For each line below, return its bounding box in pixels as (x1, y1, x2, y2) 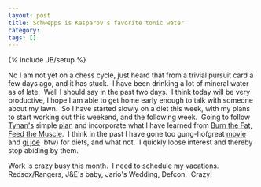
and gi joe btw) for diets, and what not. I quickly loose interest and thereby (8, 137, 253, 147)
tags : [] (8, 33, 37, 42)
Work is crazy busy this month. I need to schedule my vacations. (8, 161, 219, 170)
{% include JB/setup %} (8, 55, 86, 65)
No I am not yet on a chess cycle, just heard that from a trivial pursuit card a (8, 70, 254, 80)
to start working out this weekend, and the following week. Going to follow (8, 112, 251, 122)
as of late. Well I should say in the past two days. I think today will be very (8, 88, 251, 97)
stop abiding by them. (8, 146, 79, 155)
